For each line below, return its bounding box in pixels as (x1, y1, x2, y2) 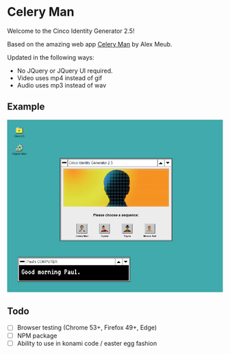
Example (7, 101, 45, 113)
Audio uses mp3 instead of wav (16, 81, 107, 89)
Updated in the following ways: (7, 53, 94, 62)
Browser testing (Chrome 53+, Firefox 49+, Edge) (16, 323, 157, 332)
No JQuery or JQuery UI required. (16, 66, 113, 75)
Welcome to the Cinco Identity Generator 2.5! (7, 27, 135, 35)
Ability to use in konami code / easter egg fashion (16, 339, 157, 347)
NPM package (16, 331, 57, 340)
